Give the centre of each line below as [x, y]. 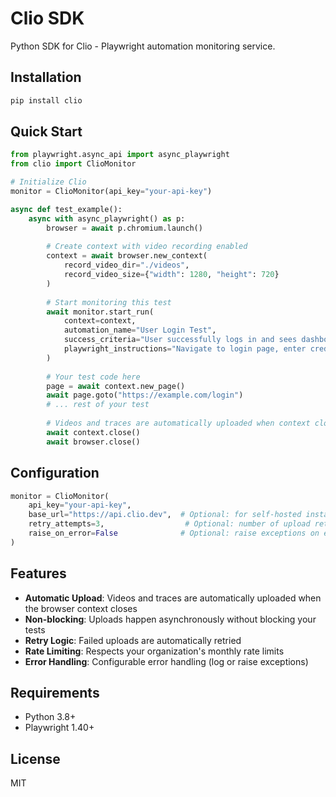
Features [38, 573]
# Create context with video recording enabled [147, 247]
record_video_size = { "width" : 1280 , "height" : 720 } [171, 275]
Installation [46, 77]
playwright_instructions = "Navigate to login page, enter [185, 349]
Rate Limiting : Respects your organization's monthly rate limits [154, 651]
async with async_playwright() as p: [107, 218]
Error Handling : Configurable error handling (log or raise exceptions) [166, 661]
